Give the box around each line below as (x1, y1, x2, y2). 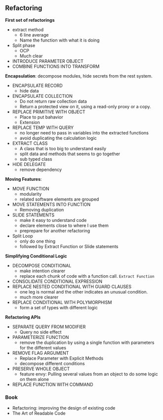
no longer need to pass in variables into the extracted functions (19, 129, 149, 135)
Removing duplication (19, 207, 64, 212)
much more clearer (19, 294, 59, 300)
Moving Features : (5, 176, 42, 182)
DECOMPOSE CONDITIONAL (12, 262, 72, 268)
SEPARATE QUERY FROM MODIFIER (12, 324, 86, 330)
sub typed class (19, 156, 52, 162)
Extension (19, 119, 41, 125)
